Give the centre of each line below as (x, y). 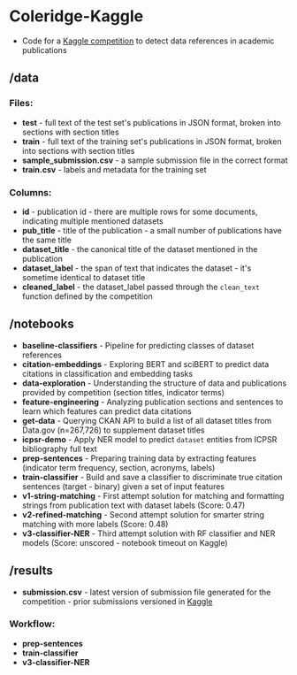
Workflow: (32, 624)
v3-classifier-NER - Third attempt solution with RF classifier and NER (148, 533)
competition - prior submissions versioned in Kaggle (117, 601)
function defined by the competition (87, 296)
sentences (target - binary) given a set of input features (123, 486)
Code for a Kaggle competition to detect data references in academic (148, 41)
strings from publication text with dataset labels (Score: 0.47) (133, 505)
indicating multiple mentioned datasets (92, 221)
